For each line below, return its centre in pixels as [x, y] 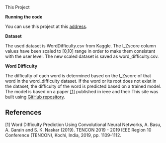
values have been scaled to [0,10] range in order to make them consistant [80, 51]
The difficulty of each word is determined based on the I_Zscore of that [78, 76]
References [23, 112]
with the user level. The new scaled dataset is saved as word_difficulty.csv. [82, 56]
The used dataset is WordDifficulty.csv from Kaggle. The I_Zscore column [81, 46]
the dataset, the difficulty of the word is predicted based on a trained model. [83, 86]
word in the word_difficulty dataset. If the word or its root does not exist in [81, 81]
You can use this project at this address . [46, 26]
